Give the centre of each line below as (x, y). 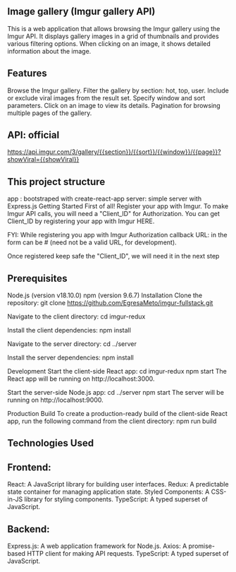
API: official (33, 135)
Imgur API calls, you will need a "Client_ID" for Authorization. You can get (114, 214)
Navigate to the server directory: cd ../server (72, 344)
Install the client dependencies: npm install (69, 330)
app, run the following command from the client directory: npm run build (112, 421)
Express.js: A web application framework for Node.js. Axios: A (97, 546)
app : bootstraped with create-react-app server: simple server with (105, 199)
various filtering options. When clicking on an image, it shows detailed (109, 43)
